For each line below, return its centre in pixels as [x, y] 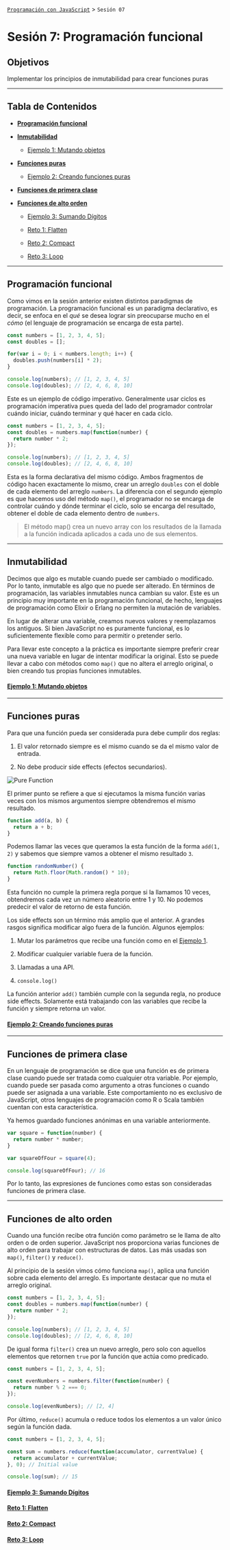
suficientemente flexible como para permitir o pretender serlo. [95, 635]
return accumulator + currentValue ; [65, 1458]
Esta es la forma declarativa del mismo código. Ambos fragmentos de [105, 477]
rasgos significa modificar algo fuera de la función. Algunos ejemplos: [106, 927]
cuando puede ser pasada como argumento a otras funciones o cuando [108, 1085]
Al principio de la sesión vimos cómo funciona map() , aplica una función [108, 1271]
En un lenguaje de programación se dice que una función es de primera [108, 1071]
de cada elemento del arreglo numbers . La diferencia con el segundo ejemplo [115, 491]
